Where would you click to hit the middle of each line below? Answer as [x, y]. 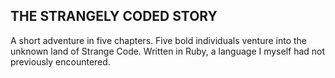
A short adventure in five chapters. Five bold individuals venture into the [159, 40]
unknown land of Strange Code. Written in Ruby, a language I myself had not [168, 51]
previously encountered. [60, 61]
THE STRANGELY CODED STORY [114, 16]
